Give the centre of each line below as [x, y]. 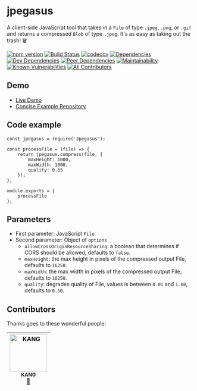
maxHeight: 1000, [49, 159]
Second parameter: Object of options [61, 240]
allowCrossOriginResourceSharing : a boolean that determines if [101, 246]
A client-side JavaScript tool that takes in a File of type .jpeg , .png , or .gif [99, 27]
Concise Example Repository [51, 106]
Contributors [31, 309]
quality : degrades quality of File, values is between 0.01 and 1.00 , [106, 284]
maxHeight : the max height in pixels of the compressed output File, [105, 259]
